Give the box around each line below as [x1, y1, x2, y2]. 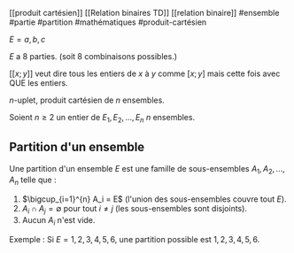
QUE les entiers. [9, 78, 68, 88]
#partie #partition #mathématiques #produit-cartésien [9, 17, 207, 27]
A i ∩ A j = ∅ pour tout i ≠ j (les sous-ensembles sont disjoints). [21, 203, 248, 216]
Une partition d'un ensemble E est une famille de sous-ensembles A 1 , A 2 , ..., [9, 163, 285, 176]
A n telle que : [9, 174, 57, 188]
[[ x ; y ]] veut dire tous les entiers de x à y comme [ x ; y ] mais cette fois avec [9, 68, 281, 79]
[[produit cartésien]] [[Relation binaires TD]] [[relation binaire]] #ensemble [9, 8, 280, 18]
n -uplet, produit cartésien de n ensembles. [9, 95, 166, 105]
